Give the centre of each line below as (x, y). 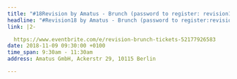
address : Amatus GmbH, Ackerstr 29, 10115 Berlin (82, 59)
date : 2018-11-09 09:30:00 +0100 (56, 46)
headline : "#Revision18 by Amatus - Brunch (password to (93, 20)
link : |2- (22, 27)
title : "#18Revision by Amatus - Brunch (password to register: (104, 14)
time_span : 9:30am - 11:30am (50, 52)
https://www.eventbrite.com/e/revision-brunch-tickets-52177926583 (115, 39)
